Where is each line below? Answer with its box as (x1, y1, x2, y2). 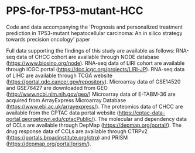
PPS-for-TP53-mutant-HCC (6, 4, 143, 18)
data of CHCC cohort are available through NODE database (16, 53, 159, 60)
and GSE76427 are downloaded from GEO (6, 84, 108, 91)
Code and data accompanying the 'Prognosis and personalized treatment (6, 23, 183, 30)
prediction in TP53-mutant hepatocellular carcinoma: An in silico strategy (6, 29, 183, 36)
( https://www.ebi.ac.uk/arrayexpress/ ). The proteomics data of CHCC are (6, 103, 183, 110)
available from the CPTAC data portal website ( (6, 109, 119, 116)
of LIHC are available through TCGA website (6, 72, 113, 79)
